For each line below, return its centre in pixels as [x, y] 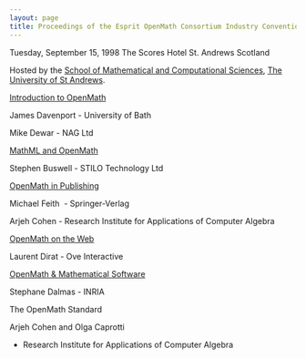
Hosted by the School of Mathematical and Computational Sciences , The [146, 70]
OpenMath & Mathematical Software [77, 273]
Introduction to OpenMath [58, 97]
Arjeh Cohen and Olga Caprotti [67, 327]
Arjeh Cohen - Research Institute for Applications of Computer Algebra [142, 221]
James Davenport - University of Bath [81, 115]
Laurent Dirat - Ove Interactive [66, 256]
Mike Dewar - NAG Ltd [51, 132]
